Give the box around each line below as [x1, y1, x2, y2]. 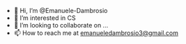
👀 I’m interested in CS [13, 14, 77, 22]
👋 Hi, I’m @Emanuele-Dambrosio [13, 7, 108, 14]
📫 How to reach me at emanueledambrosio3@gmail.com [13, 29, 179, 37]
